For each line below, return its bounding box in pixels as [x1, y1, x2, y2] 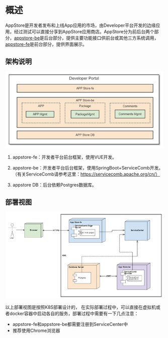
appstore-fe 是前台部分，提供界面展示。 [5, 41, 87, 47]
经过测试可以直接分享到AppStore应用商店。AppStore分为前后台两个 [14, 28, 154, 34]
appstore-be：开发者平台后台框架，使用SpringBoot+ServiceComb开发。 [12, 164, 163, 171]
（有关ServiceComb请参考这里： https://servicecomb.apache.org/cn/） [12, 171, 160, 177]
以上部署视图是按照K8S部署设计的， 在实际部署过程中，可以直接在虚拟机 [5, 304, 156, 310]
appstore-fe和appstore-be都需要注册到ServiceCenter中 [12, 321, 128, 327]
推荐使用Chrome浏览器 [12, 327, 60, 333]
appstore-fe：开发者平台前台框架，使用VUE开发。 [12, 154, 117, 160]
